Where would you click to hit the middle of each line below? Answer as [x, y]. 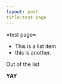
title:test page [26, 17]
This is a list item [35, 46]
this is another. [33, 52]
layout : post [22, 12]
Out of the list [23, 64]
